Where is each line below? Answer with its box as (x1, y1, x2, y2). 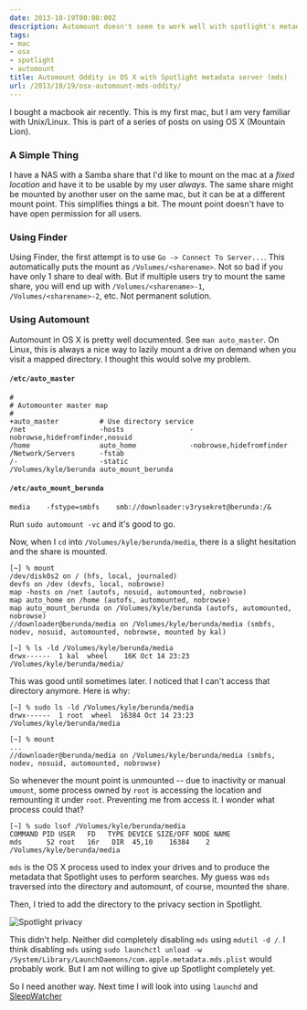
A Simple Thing (9, 148, 79, 161)
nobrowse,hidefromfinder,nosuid (9, 433, 132, 442)
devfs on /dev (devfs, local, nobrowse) (9, 579, 166, 589)
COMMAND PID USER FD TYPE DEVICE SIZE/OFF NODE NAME (9, 829, 231, 838)
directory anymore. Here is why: (9, 685, 131, 696)
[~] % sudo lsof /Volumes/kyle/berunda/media (9, 821, 185, 831)
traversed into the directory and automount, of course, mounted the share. (9, 880, 290, 891)
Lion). (9, 125, 32, 137)
